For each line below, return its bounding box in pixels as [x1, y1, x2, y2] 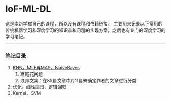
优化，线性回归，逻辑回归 [12, 84, 67, 90]
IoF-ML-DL [5, 3, 51, 15]
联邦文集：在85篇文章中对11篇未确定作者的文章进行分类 [20, 78, 136, 84]
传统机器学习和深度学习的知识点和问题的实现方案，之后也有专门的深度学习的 [5, 27, 166, 33]
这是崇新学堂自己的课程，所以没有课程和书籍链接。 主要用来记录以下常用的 [5, 20, 163, 27]
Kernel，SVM [12, 90, 41, 96]
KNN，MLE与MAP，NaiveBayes [12, 65, 80, 71]
